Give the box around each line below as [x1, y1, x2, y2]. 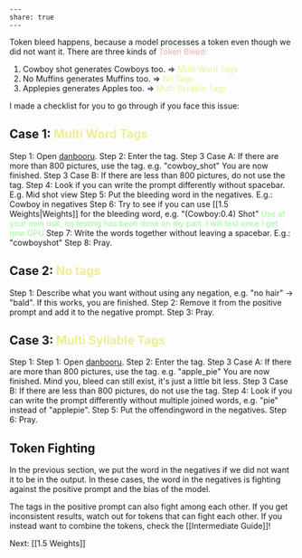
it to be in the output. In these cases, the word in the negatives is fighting [9, 474, 281, 485]
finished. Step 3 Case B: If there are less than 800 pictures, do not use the [9, 169, 286, 181]
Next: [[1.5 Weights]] [9, 538, 86, 549]
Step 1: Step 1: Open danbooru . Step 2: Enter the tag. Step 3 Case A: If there [9, 356, 292, 367]
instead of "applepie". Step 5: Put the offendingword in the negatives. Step [9, 404, 287, 416]
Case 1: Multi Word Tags [9, 127, 148, 142]
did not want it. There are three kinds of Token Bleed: [9, 46, 208, 57]
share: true [9, 13, 54, 22]
